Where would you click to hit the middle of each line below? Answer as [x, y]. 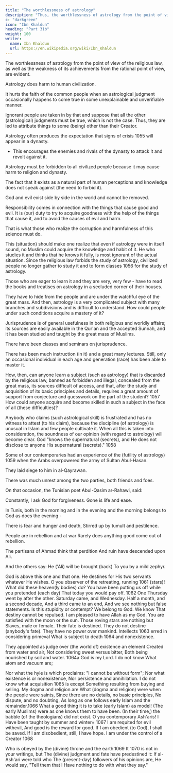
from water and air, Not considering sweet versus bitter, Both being [76, 652]
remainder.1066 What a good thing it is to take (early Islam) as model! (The [84, 706]
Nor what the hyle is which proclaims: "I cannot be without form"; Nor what [85, 673]
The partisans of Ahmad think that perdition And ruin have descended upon [85, 551]
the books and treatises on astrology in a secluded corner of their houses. [84, 287]
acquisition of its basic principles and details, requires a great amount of [82, 391]
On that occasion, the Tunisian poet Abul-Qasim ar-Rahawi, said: [74, 490]
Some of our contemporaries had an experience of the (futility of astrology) [85, 455]
